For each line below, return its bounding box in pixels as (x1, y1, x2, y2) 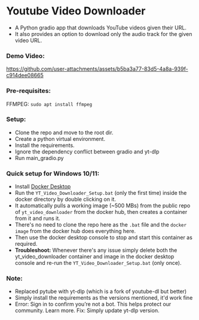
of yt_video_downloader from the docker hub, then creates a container (14, 209, 188, 216)
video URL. (14, 37, 42, 44)
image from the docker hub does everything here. (14, 228, 136, 235)
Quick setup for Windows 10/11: (6, 169, 100, 177)
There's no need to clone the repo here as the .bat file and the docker (14, 221, 187, 228)
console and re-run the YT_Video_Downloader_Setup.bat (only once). (14, 259, 182, 267)
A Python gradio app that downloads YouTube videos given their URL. (14, 24, 187, 31)
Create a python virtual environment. (14, 135, 106, 142)
